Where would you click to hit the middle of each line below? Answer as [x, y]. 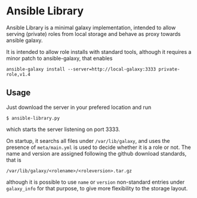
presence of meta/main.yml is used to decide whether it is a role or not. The [98, 147]
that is [14, 160]
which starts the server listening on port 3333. [63, 129]
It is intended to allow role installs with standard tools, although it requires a [99, 51]
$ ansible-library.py [33, 118]
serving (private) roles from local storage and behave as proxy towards [93, 33]
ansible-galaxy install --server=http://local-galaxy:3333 [81, 69]
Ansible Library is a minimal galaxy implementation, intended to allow [91, 28]
